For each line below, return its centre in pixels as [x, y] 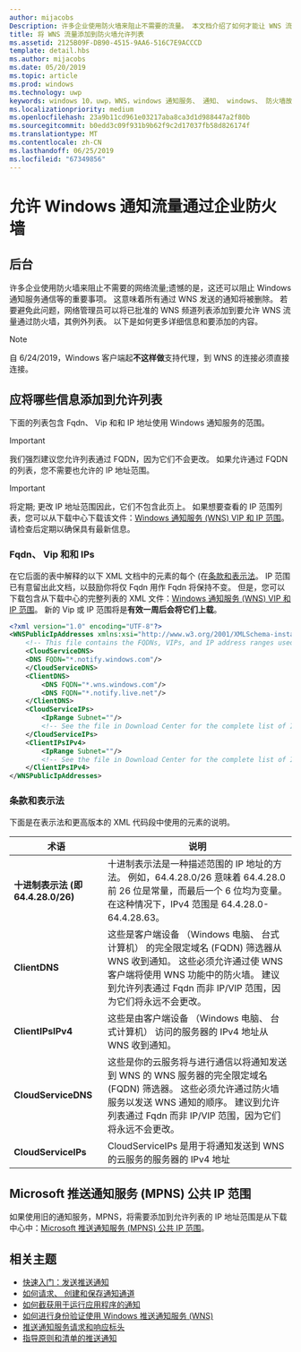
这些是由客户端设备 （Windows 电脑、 [188, 1018]
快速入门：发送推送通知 [65, 1282]
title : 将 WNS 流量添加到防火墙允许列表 [77, 34]
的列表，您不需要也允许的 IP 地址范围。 [82, 470]
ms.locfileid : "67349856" [57, 159]
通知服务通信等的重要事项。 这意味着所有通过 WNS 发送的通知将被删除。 [144, 299]
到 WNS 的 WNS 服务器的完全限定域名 [187, 1075]
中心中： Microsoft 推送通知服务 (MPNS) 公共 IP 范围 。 [109, 1228]
